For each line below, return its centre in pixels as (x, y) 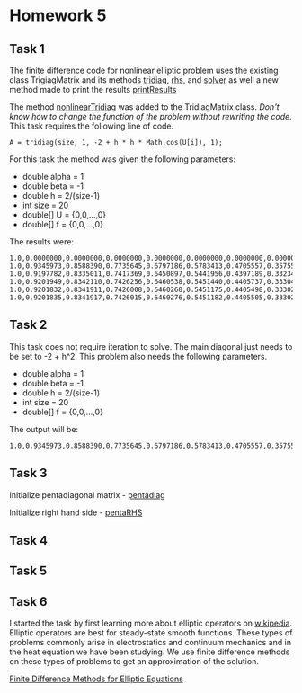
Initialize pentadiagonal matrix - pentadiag (87, 494)
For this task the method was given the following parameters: (123, 159)
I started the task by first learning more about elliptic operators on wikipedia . (151, 623)
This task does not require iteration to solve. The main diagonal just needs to (151, 346)
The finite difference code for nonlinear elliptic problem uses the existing (144, 70)
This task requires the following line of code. (92, 126)
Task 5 (28, 571)
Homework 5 (58, 16)
